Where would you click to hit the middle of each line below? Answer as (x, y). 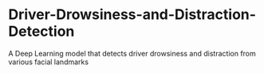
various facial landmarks (49, 62)
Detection (41, 31)
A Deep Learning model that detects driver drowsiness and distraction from (132, 53)
